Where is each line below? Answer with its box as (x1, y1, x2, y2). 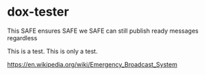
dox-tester (7, 4, 69, 20)
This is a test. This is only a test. (7, 47, 98, 55)
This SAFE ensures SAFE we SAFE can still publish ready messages (7, 27, 199, 35)
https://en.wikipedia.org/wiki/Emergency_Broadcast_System (7, 60, 177, 68)
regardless (7, 33, 38, 42)
